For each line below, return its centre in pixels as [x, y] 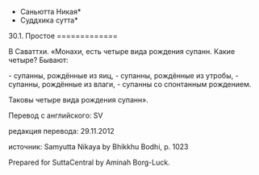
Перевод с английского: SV [56, 115]
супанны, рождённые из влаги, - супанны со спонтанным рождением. [130, 84]
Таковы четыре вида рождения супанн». [79, 100]
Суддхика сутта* [49, 20]
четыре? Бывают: [38, 60]
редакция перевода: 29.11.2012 [61, 131]
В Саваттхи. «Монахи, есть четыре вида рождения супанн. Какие [122, 51]
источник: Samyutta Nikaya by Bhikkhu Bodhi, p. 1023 [98, 147]
